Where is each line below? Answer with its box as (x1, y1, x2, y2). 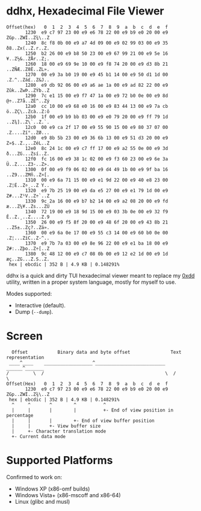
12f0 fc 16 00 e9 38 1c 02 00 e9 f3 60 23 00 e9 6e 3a (25, 155, 169, 162)
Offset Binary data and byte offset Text (11, 349, 182, 355)
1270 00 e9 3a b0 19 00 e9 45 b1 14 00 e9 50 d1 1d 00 (25, 71, 169, 78)
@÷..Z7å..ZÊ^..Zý (6, 98, 50, 104)
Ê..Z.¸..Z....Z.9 (6, 214, 50, 220)
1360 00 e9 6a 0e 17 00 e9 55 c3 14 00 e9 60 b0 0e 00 (25, 230, 169, 236)
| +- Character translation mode (11, 428, 107, 434)
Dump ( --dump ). (14, 308, 54, 315)
